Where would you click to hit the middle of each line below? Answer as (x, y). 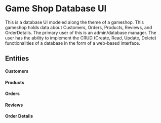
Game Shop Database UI (56, 9)
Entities (17, 59)
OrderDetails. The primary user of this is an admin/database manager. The (81, 32)
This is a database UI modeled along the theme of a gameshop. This (75, 22)
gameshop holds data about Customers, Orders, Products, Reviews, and (79, 27)
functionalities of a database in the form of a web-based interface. (73, 43)
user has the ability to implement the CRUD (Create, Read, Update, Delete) (81, 38)
